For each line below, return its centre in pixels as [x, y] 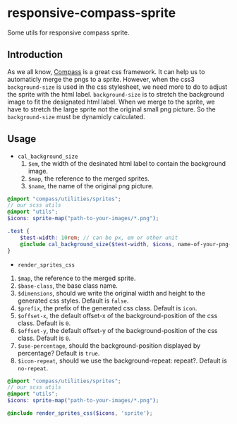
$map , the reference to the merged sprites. [89, 178]
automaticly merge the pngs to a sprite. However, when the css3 [101, 79]
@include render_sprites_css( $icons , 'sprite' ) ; [80, 413]
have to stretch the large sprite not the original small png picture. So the [112, 109]
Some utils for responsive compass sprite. [68, 32]
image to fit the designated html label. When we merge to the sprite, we [111, 102]
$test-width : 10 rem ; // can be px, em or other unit [99, 238]
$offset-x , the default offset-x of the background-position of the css [117, 315]
